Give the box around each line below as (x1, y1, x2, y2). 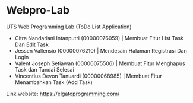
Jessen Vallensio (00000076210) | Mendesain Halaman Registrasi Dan (14, 47, 187, 54)
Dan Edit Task (14, 41, 49, 48)
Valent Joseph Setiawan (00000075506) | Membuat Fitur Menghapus (14, 60, 185, 67)
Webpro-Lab (6, 4, 70, 17)
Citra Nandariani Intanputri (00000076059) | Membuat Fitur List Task (14, 34, 184, 41)
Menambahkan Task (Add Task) (14, 78, 93, 86)
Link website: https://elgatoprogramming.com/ (6, 90, 120, 97)
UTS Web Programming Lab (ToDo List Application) (6, 23, 132, 30)
